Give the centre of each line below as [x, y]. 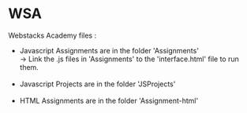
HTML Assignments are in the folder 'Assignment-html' [109, 100]
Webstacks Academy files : [52, 35]
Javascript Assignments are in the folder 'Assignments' [109, 50]
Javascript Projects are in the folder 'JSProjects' [97, 84]
